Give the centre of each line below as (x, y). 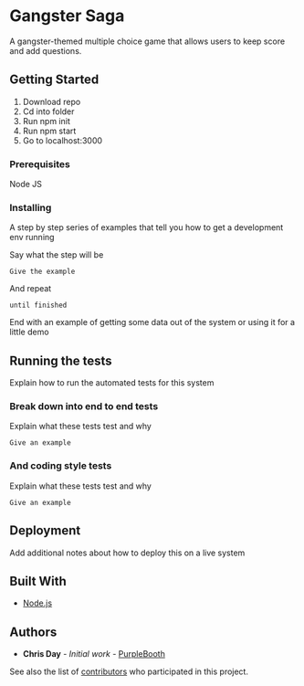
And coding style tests (61, 466)
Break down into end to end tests (84, 406)
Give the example (42, 272)
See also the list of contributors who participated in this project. (129, 671)
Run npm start (49, 131)
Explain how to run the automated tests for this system (112, 383)
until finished (38, 306)
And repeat (31, 289)
